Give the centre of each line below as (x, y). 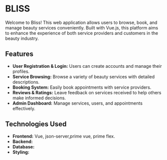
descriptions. (26, 82)
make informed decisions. (39, 98)
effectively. (24, 108)
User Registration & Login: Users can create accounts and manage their (87, 66)
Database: (23, 147)
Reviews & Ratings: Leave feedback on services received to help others (87, 92)
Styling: (21, 152)
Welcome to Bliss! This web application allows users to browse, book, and (81, 22)
